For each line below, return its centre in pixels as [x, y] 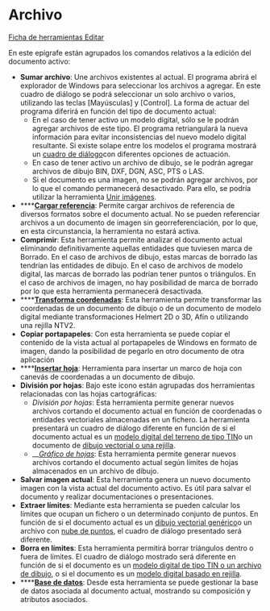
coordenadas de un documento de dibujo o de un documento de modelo [141, 308]
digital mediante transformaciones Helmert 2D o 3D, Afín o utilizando [134, 317]
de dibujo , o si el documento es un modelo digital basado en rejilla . [131, 573]
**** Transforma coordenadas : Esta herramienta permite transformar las [141, 299]
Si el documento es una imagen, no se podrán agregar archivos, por [145, 180]
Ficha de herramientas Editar [56, 37]
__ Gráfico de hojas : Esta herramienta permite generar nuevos [134, 454]
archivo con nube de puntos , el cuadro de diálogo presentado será [131, 530]
